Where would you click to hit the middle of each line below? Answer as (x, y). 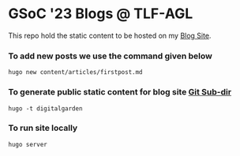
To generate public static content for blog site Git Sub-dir (120, 92)
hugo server (28, 144)
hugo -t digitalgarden (45, 108)
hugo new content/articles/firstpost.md (76, 72)
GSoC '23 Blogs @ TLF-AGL (101, 14)
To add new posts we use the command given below (111, 56)
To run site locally (43, 128)
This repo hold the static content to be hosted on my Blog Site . (110, 35)
